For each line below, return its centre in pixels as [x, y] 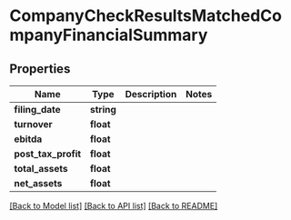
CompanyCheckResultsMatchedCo [145, 16]
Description [151, 94]
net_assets [38, 183]
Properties [40, 69]
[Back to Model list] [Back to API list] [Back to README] [114, 206]
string [103, 110]
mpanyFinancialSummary [109, 35]
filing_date [37, 110]
